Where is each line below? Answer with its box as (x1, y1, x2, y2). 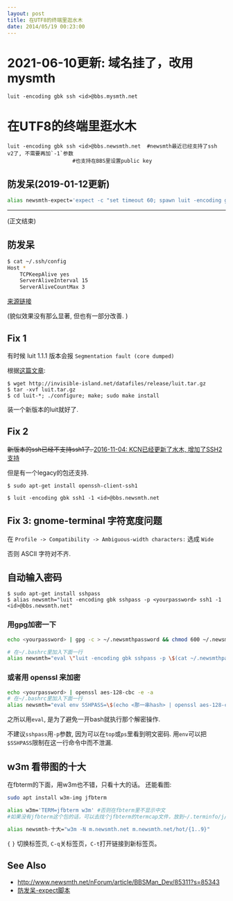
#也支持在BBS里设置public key (72, 157, 153, 165)
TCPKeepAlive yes (19, 271, 70, 278)
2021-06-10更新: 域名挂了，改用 (7, 55, 193, 71)
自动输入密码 (7, 571, 62, 583)
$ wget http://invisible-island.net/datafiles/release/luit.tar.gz (7, 380, 207, 387)
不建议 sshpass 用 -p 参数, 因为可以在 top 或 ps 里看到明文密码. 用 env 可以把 (7, 730, 207, 738)
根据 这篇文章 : (7, 366, 46, 374)
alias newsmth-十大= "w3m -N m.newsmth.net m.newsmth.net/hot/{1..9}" (7, 825, 210, 832)
